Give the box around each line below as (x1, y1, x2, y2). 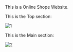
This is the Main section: (5, 33, 55, 38)
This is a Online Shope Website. (5, 4, 69, 10)
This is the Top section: (5, 14, 52, 19)
